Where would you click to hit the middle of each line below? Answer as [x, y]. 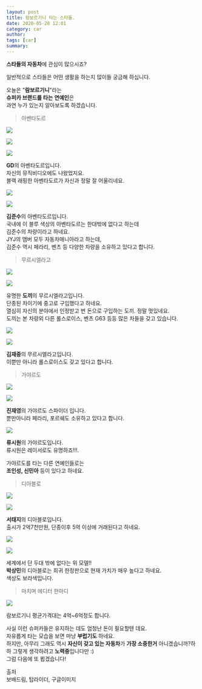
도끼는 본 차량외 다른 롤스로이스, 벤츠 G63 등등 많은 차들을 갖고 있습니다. [92, 318]
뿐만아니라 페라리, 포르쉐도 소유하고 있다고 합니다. [66, 418]
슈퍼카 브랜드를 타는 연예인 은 [40, 97]
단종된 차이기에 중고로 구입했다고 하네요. [54, 303]
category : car [24, 29]
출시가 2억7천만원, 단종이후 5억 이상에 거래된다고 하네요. [73, 527]
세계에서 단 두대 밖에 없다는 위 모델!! [49, 563]
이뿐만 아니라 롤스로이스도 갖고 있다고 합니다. [60, 362]
